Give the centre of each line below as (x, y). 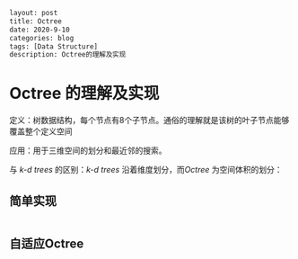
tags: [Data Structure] (54, 46)
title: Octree (36, 21)
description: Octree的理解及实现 (68, 55)
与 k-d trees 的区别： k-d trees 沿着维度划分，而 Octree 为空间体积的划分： (146, 170)
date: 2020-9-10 (39, 30)
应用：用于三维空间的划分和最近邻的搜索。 (88, 151)
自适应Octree (47, 244)
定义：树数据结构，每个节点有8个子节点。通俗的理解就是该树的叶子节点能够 (149, 121)
